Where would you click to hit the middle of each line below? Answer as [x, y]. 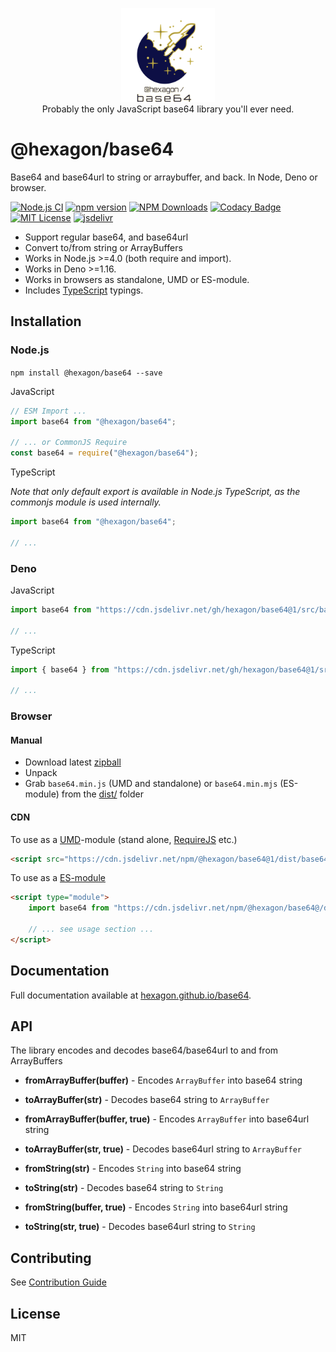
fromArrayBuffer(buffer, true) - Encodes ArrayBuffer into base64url [167, 1119]
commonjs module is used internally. [86, 502]
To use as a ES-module [58, 878]
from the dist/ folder [103, 794]
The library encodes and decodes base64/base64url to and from [144, 1050]
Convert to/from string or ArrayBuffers [103, 247]
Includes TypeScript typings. [84, 290]
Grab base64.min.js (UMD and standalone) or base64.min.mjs [151, 784]
